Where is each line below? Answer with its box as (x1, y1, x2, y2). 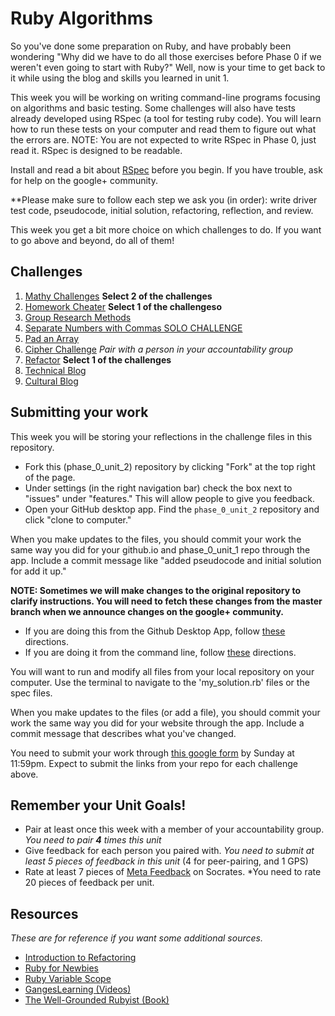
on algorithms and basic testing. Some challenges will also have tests (10, 102, 296, 114)
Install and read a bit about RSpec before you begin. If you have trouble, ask (10, 163, 323, 176)
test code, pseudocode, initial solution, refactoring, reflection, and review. (10, 204, 314, 216)
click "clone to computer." (24, 513, 132, 526)
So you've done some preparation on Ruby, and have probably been (10, 40, 292, 52)
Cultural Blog (24, 375, 79, 387)
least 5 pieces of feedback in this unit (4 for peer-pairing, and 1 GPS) (24, 855, 309, 867)
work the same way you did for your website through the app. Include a (10, 717, 305, 729)
